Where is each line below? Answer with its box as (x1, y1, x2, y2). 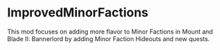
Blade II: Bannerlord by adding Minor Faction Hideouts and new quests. (7, 34, 210, 42)
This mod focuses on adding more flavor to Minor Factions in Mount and (7, 27, 213, 36)
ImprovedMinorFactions (7, 5, 149, 21)
